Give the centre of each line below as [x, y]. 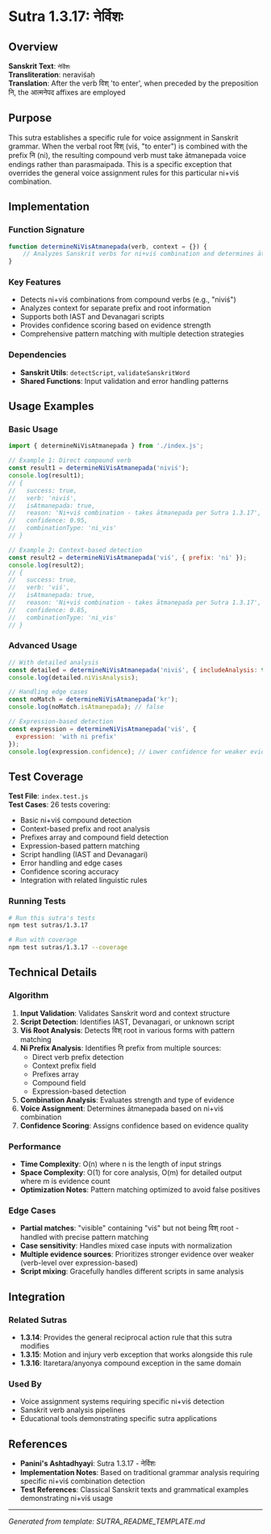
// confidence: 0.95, [48, 521]
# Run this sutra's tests [52, 918]
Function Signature [46, 230]
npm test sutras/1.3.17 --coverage [68, 948]
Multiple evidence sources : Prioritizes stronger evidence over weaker [137, 1254]
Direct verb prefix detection [78, 1057]
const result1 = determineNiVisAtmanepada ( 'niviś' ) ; [99, 468]
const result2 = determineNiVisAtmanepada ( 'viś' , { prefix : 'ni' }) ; [128, 557]
